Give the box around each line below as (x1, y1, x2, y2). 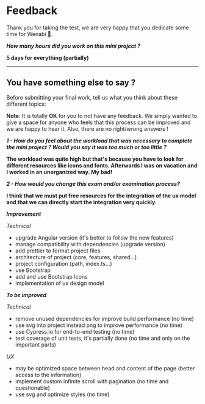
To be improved (6, 291, 47, 298)
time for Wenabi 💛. (6, 30, 53, 37)
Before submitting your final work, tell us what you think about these (6, 94, 178, 101)
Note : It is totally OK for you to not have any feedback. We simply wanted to (6, 112, 197, 119)
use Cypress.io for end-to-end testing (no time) (15, 328, 135, 335)
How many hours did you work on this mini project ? (6, 42, 141, 50)
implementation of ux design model (15, 279, 104, 287)
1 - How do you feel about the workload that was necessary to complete (6, 137, 193, 144)
